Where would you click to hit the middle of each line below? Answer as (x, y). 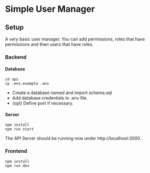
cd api (12, 79)
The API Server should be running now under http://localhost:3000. (73, 138)
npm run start (20, 129)
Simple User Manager (50, 9)
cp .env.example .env (27, 84)
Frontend (16, 151)
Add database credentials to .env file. (50, 98)
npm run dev (17, 166)
